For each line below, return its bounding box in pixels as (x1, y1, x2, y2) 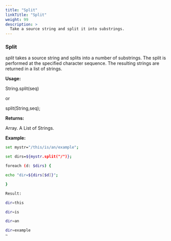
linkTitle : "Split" (5, 12, 47, 17)
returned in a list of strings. (5, 66, 62, 72)
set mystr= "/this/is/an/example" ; (5, 145, 79, 150)
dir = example (5, 228, 31, 233)
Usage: (5, 76, 22, 82)
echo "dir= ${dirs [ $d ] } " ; (5, 173, 58, 178)
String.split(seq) (5, 85, 39, 92)
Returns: (5, 115, 25, 122)
